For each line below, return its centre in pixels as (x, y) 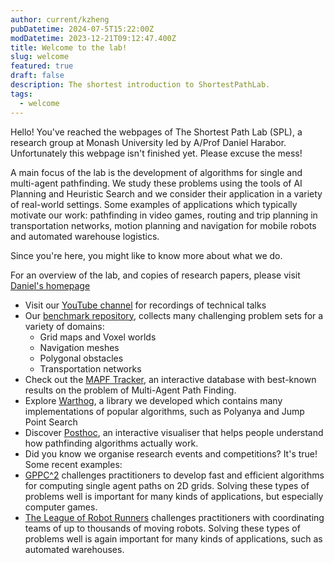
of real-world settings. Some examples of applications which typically (154, 204)
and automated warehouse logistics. (85, 236)
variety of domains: (64, 326)
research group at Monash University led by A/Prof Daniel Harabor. (148, 142)
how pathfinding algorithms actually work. (111, 443)
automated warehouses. (74, 549)
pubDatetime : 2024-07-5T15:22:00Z (82, 29)
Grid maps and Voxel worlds (98, 337)
